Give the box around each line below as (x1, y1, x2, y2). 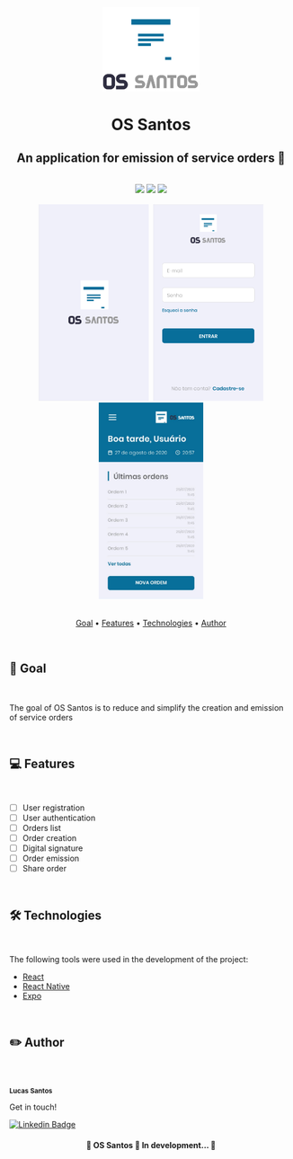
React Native (22, 980, 70, 991)
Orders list (22, 822, 61, 833)
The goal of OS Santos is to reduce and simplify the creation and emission (9, 702, 284, 712)
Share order (22, 863, 67, 873)
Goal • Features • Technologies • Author (75, 618, 226, 628)
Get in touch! (9, 1101, 58, 1112)
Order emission (22, 853, 80, 863)
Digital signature (22, 843, 84, 854)
